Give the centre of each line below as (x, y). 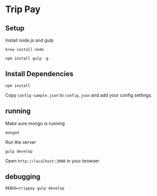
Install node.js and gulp (30, 40)
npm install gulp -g (27, 58)
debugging (23, 177)
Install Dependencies (39, 74)
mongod (12, 133)
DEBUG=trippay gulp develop (35, 188)
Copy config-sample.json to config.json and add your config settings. (79, 95)
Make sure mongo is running (35, 123)
